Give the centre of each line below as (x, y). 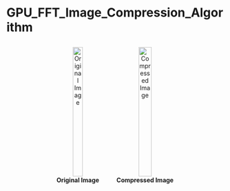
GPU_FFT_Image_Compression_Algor (115, 13)
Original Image (78, 180)
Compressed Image (145, 180)
